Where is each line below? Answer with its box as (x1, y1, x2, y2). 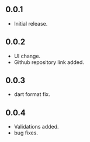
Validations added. (13, 123, 59, 130)
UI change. (13, 52, 41, 59)
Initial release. (13, 20, 48, 27)
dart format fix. (13, 91, 50, 98)
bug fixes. (13, 129, 39, 136)
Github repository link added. (13, 58, 84, 66)
